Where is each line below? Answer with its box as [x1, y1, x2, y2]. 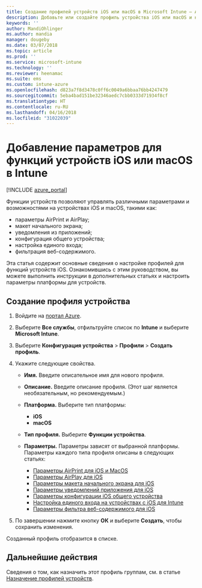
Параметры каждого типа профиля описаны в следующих [23, 449, 174, 456]
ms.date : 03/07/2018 [6, 43, 58, 49]
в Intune [6, 167, 48, 180]
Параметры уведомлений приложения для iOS [32, 486, 154, 493]
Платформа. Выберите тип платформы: [23, 401, 126, 408]
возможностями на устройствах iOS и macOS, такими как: [6, 204, 158, 212]
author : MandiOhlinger [6, 25, 63, 32]
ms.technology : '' [6, 64, 52, 71]
